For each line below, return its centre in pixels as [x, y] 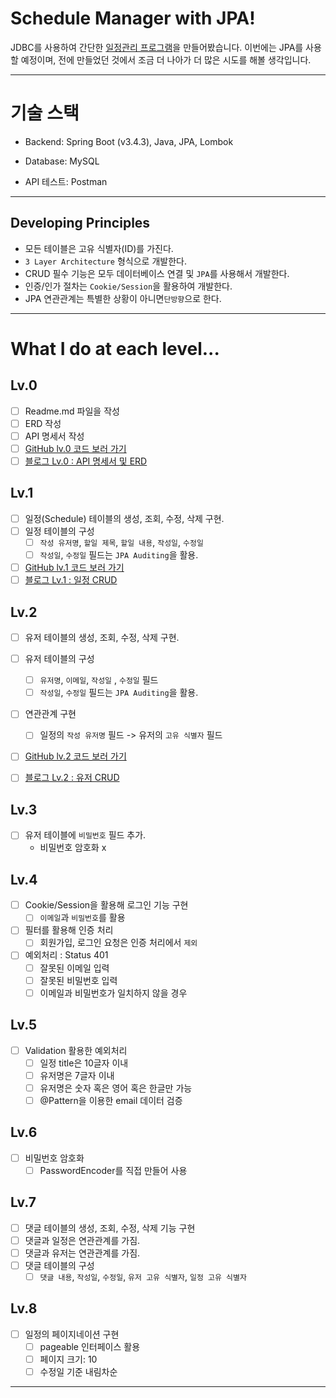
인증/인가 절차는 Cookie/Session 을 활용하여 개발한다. [128, 286]
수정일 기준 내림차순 [78, 1371]
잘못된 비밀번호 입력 [78, 980]
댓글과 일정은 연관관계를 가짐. [82, 1240]
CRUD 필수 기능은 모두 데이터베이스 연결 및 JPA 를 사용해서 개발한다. [157, 273]
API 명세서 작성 [54, 436]
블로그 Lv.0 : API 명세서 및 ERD [86, 461]
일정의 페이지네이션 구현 [72, 1334]
